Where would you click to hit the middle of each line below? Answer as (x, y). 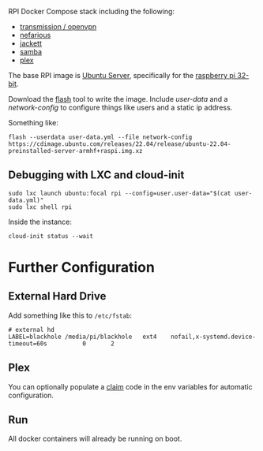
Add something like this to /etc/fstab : (70, 315)
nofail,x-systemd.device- (214, 337)
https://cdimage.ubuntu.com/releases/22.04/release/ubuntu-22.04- (120, 144)
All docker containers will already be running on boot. (95, 439)
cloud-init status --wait (51, 236)
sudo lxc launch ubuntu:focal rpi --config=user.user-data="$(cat (120, 193)
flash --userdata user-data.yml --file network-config (100, 137)
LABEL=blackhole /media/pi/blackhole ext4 (83, 337)
